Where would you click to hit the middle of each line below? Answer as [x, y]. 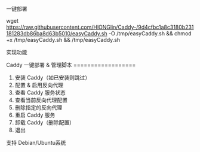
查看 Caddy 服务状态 [40, 92]
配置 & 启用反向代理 [39, 85]
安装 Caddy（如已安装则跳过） [53, 77]
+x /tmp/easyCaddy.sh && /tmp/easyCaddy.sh [63, 40]
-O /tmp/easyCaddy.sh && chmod [150, 34]
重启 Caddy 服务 [35, 115]
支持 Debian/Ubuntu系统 [36, 143]
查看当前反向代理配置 [41, 100]
